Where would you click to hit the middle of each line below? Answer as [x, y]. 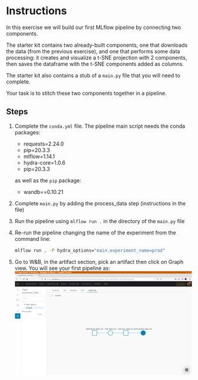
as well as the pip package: [48, 180]
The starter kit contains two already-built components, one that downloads [97, 45]
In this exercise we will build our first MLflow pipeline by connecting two [94, 27]
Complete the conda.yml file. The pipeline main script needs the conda [100, 126]
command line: [33, 239]
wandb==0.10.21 [43, 192]
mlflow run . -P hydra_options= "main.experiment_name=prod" [90, 250]
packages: [27, 132]
